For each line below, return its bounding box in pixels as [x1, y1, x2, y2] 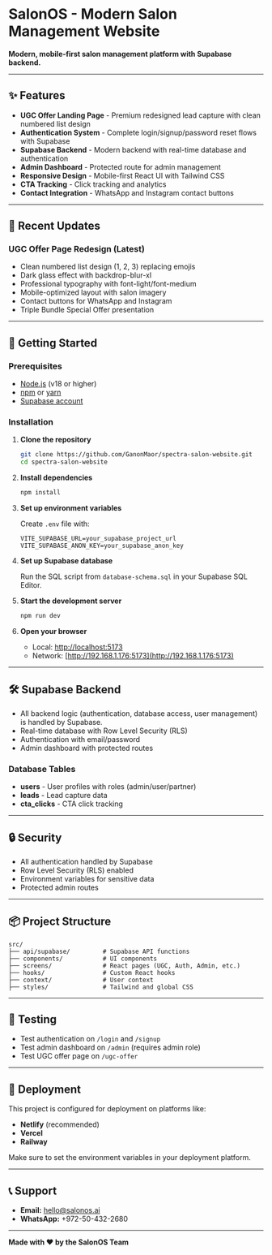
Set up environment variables [19, 503, 122, 513]
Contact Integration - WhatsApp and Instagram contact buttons [19, 188, 235, 197]
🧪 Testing [8, 1012, 57, 1027]
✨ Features [8, 88, 66, 102]
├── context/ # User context [8, 976, 154, 984]
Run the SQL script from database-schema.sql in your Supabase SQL [19, 571, 249, 581]
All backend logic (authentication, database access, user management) [19, 708, 258, 718]
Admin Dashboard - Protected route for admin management [19, 162, 221, 171]
